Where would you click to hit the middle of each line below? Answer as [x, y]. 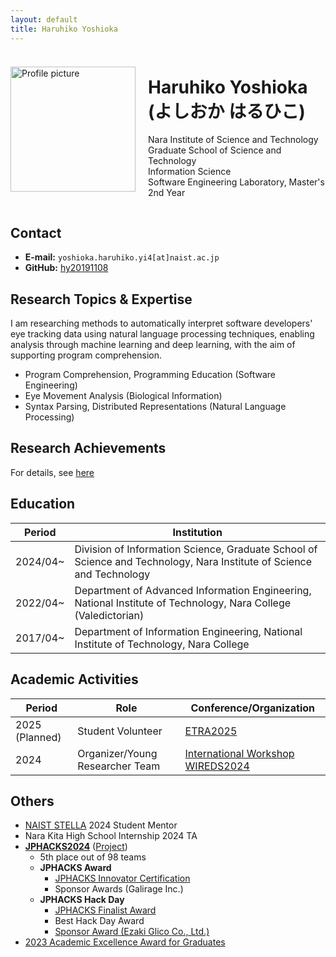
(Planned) [38, 737]
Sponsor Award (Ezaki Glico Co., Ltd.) [132, 932]
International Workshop [239, 753]
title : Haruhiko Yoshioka [64, 29]
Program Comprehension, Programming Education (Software [150, 375]
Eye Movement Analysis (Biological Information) [123, 396]
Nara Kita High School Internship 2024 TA [111, 836]
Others [32, 801]
